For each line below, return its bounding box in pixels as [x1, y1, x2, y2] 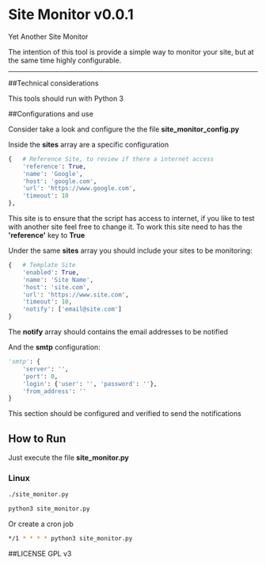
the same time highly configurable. [8, 55, 122, 65]
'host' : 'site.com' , [22, 283, 90, 291]
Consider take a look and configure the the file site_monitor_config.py [8, 124, 240, 134]
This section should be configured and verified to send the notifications [8, 409, 241, 418]
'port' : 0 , [22, 372, 59, 380]
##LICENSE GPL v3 [8, 549, 72, 559]
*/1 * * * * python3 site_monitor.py [8, 535, 133, 543]
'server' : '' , [22, 365, 69, 373]
